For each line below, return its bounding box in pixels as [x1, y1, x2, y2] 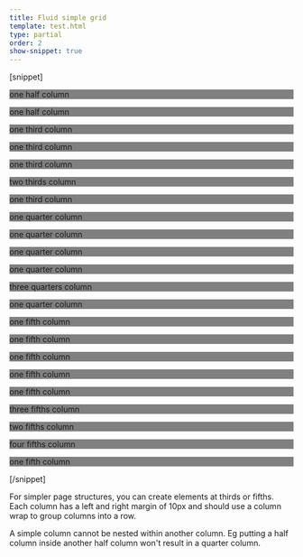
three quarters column [9, 282, 93, 292]
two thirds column [9, 177, 77, 188]
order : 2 [9, 38, 42, 48]
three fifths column [9, 404, 80, 415]
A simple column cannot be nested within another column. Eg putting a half [9, 528, 289, 539]
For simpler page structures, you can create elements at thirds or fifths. [9, 491, 274, 502]
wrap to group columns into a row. [9, 511, 137, 522]
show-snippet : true [9, 47, 83, 56]
